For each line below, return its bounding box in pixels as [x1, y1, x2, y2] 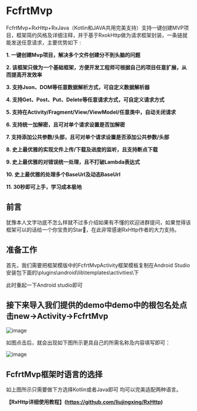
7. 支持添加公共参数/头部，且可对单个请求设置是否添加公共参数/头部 [6, 133, 169, 140]
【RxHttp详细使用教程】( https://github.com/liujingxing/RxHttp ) [6, 399, 163, 406]
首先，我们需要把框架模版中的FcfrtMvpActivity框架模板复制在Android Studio [6, 261, 191, 269]
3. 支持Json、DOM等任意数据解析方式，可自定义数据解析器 [6, 83, 150, 90]
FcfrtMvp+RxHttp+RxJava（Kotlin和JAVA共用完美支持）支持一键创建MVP [6, 24, 184, 31]
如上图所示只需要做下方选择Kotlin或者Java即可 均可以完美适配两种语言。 [6, 386, 182, 393]
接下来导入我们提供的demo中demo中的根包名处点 [6, 300, 188, 310]
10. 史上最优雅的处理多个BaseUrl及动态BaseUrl [6, 171, 121, 178]
